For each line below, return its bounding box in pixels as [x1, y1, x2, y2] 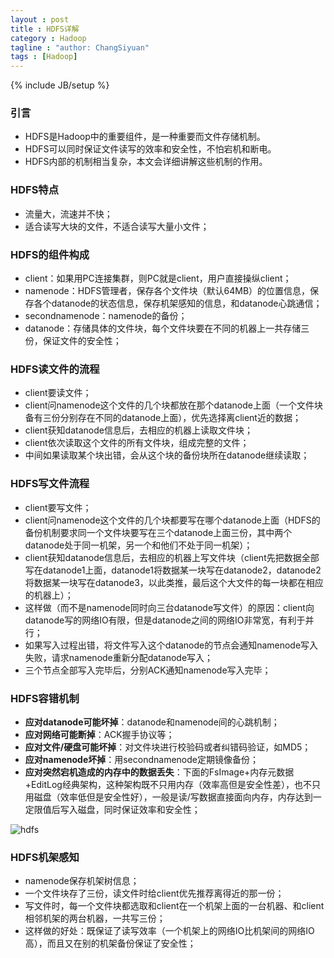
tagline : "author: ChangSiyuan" [10, 42, 150, 53]
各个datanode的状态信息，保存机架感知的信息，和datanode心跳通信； [33, 297, 323, 310]
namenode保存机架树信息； [24, 875, 140, 887]
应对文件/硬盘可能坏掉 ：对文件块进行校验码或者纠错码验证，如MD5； [24, 741, 312, 753]
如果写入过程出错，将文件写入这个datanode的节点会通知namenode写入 [24, 639, 319, 651]
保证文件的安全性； [42, 335, 122, 347]
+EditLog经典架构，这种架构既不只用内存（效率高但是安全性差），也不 [24, 778, 312, 790]
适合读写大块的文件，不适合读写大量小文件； [24, 220, 210, 232]
